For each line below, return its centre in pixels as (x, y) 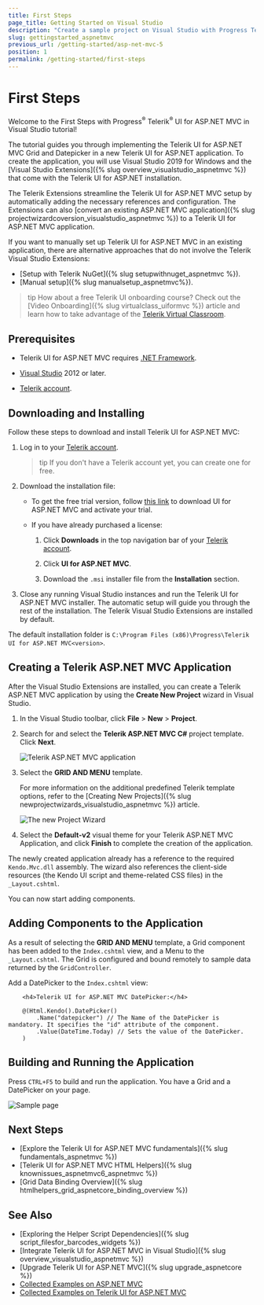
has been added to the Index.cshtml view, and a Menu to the (106, 950)
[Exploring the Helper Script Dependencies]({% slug (104, 1234)
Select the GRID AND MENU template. (81, 772)
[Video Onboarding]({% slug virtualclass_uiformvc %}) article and (134, 306)
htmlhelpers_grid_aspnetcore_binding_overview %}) (104, 1190)
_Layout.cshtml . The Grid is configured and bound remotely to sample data (130, 959)
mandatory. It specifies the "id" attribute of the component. (114, 1024)
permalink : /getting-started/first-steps (77, 60)
